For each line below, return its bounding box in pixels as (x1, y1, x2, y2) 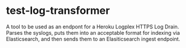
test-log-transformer (6, 4, 110, 17)
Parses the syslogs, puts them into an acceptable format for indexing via (6, 29, 180, 36)
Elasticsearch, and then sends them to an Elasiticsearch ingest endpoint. (6, 35, 181, 42)
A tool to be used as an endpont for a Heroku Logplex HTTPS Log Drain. (6, 23, 180, 30)
